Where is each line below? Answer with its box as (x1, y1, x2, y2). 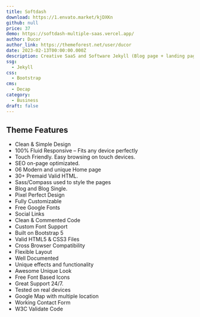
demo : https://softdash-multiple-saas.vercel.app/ (6, 31, 135, 37)
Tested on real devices (14, 287, 71, 294)
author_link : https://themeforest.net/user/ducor (6, 42, 132, 48)
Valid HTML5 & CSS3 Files (14, 236, 80, 243)
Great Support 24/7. (14, 280, 64, 287)
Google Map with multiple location (14, 293, 99, 300)
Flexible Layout (14, 248, 52, 256)
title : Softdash (6, 8, 46, 15)
